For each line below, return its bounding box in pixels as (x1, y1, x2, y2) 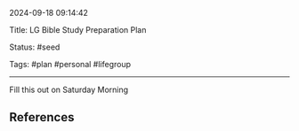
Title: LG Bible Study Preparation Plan (9, 25, 147, 35)
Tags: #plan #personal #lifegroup (9, 59, 132, 69)
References (9, 110, 75, 125)
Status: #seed (9, 42, 61, 52)
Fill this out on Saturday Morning (9, 84, 129, 95)
